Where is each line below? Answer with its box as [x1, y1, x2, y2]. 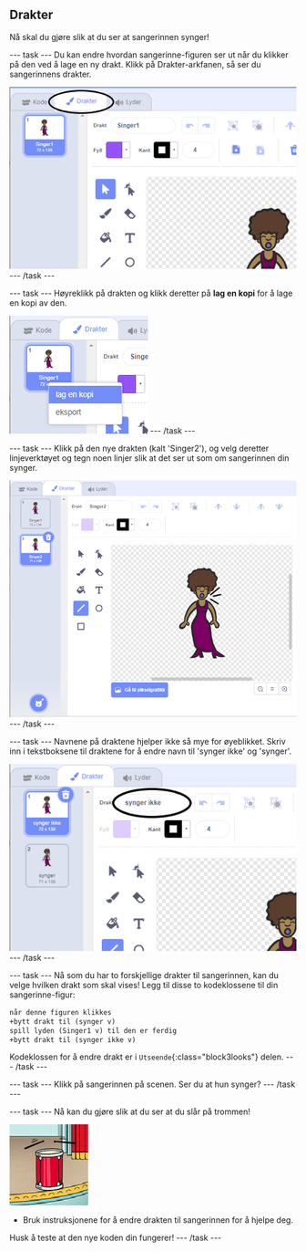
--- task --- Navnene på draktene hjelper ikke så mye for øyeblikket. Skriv [9, 736, 287, 747]
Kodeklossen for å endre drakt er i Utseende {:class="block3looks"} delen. [9, 1051, 284, 1062]
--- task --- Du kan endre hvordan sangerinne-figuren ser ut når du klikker [9, 49, 289, 60]
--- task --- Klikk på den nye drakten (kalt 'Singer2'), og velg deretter [9, 443, 270, 454]
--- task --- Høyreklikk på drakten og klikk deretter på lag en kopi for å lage [9, 287, 293, 299]
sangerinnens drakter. [9, 68, 92, 79]
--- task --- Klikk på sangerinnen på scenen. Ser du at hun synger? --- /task [9, 1079, 296, 1090]
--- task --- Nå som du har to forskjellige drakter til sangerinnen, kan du [9, 969, 280, 980]
